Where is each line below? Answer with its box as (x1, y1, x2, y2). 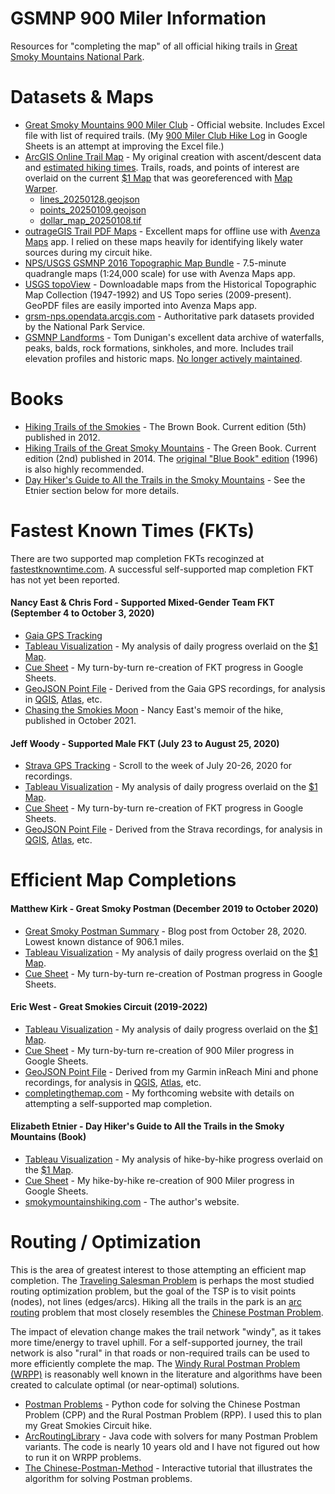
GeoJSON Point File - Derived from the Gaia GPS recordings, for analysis (24, 682, 326, 694)
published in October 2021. (24, 714, 137, 726)
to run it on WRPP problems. (24, 1451, 142, 1463)
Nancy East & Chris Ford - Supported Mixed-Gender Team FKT (10, 597, 275, 609)
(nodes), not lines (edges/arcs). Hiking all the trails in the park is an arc (10, 1295, 302, 1307)
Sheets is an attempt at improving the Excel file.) (24, 140, 225, 152)
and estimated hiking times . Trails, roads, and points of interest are (24, 161, 300, 173)
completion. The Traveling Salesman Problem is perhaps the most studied (10, 1274, 315, 1286)
